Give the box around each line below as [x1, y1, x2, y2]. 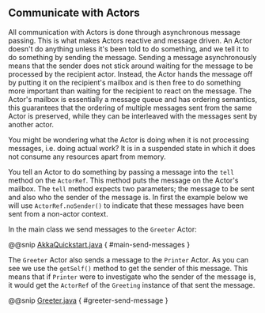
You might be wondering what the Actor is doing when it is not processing [8, 134, 249, 145]
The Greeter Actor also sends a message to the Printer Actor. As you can [8, 255, 249, 264]
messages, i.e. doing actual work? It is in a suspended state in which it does [8, 143, 256, 153]
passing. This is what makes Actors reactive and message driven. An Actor [8, 36, 252, 45]
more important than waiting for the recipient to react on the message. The [8, 86, 252, 96]
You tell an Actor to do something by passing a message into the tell [8, 167, 235, 176]
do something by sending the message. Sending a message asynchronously [8, 52, 257, 62]
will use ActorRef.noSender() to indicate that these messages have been [8, 201, 244, 210]
